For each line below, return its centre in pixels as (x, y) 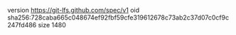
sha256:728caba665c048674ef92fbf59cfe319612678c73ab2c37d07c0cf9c (118, 17)
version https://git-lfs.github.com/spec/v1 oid (74, 10)
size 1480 (52, 25)
